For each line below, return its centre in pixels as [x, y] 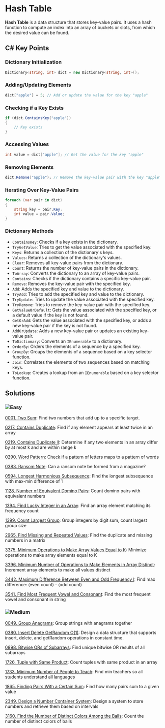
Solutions [20, 394]
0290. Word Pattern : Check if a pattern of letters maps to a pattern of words [82, 457]
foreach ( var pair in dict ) [34, 200]
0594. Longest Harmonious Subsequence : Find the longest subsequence [79, 476]
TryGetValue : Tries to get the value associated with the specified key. [82, 247]
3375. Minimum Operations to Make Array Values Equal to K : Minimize [76, 550]
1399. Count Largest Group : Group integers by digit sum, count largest [76, 520]
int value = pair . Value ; [39, 214]
